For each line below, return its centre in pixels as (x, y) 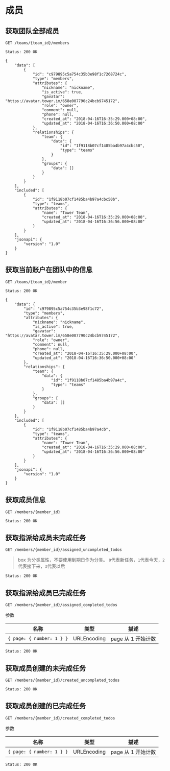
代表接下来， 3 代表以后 (41, 566)
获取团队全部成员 (32, 31)
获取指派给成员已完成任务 (45, 593)
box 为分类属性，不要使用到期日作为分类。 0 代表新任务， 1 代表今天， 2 (91, 560)
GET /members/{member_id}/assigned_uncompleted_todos (64, 550)
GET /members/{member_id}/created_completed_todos (60, 718)
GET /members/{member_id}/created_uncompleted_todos (63, 680)
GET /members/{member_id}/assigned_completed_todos (61, 605)
